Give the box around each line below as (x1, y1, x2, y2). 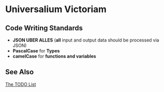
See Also (5, 68, 34, 76)
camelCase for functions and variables (12, 53, 96, 59)
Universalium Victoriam (5, 4, 107, 15)
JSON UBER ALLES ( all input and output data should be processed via (12, 37, 159, 43)
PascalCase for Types (12, 48, 60, 54)
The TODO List (5, 81, 36, 87)
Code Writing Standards (5, 24, 83, 32)
